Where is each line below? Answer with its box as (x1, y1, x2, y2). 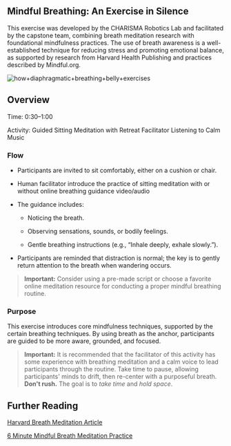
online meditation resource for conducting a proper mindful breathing (23, 281, 222, 290)
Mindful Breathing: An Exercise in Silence (7, 6, 189, 17)
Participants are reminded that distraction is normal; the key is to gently (17, 254, 221, 262)
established (7, 46, 40, 54)
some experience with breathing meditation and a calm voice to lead (23, 357, 219, 366)
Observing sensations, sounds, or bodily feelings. (27, 227, 169, 235)
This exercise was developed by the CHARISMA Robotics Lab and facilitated (7, 24, 224, 32)
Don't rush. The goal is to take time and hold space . (23, 380, 173, 388)
